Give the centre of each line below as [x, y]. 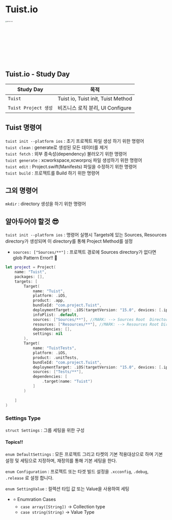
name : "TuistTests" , [55, 348]
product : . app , [49, 300]
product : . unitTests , [56, 357]
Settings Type [23, 418]
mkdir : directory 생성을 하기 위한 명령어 [46, 204]
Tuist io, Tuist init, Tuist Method [95, 98]
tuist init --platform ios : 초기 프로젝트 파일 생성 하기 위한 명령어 [75, 141]
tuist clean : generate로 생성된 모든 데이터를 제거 [57, 147]
